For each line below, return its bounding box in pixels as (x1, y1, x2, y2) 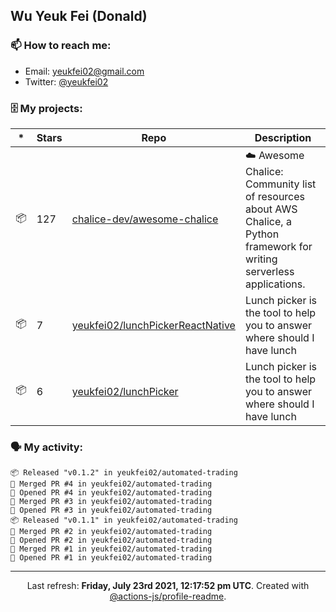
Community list (244, 177, 317, 191)
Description (254, 130, 312, 144)
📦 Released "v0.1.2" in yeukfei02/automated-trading (10, 468, 238, 478)
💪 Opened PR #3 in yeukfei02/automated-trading (10, 505, 213, 516)
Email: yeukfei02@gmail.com (24, 65, 145, 77)
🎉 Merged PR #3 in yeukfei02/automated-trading (10, 497, 213, 507)
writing (244, 252, 278, 266)
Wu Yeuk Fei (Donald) (10, 8, 148, 25)
